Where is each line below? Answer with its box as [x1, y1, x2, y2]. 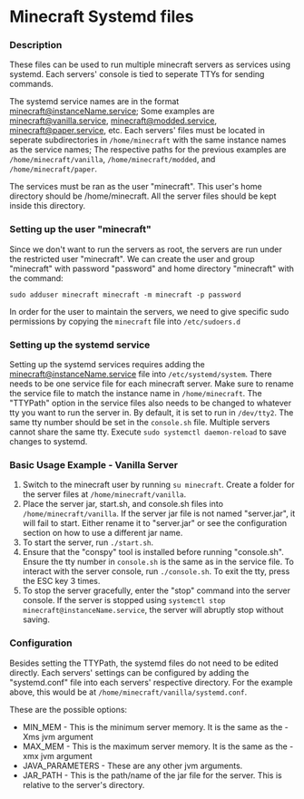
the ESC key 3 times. [22, 576, 101, 587]
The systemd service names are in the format [9, 96, 180, 107]
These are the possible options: [9, 704, 128, 715]
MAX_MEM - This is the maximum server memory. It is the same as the [22, 741, 288, 752]
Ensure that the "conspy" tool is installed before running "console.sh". [22, 547, 284, 558]
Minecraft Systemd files [9, 6, 194, 27]
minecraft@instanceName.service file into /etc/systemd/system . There [9, 369, 272, 380]
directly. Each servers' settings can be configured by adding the [9, 667, 250, 677]
